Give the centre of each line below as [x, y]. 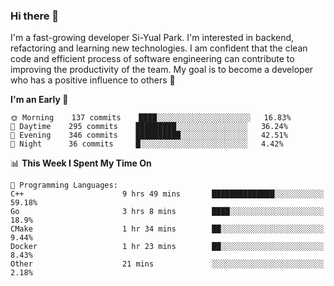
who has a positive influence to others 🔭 [93, 80]
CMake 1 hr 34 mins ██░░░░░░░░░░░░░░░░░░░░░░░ [167, 229]
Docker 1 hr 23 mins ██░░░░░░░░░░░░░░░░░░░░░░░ [167, 247]
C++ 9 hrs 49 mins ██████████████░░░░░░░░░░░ [167, 194]
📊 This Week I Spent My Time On [81, 163]
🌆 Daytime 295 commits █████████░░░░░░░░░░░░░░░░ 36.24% [149, 127]
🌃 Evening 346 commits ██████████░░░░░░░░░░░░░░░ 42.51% [149, 135]
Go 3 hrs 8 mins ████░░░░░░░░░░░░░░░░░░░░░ [167, 212]
